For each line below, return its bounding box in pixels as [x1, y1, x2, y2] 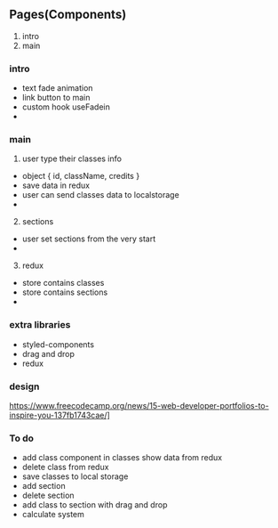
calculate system [21, 509, 84, 520]
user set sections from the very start [21, 233, 156, 244]
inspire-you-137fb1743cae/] [9, 410, 111, 420]
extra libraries [9, 319, 71, 331]
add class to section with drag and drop [21, 500, 168, 510]
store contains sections [21, 287, 108, 297]
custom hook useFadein [21, 102, 111, 112]
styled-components [21, 338, 95, 350]
